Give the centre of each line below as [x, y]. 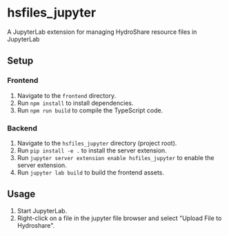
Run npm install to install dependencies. [75, 103]
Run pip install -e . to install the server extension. [92, 150]
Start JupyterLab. [42, 210]
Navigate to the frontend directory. [66, 95]
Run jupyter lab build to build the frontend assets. [90, 172]
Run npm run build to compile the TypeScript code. [90, 110]
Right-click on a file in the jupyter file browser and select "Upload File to [119, 218]
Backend [22, 128]
